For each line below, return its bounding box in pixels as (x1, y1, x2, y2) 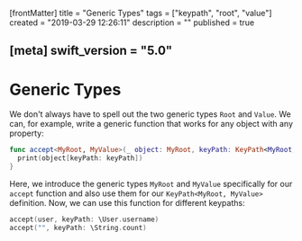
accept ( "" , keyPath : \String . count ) (9, 223, 147, 232)
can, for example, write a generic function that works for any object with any (9, 119, 294, 129)
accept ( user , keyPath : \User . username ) (9, 215, 160, 224)
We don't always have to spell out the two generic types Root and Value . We (9, 109, 291, 120)
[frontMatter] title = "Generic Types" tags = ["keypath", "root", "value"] (9, 8, 272, 18)
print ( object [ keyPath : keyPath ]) (17, 154, 143, 163)
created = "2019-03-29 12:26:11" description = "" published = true (9, 17, 255, 28)
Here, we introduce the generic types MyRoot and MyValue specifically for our (9, 178, 293, 189)
